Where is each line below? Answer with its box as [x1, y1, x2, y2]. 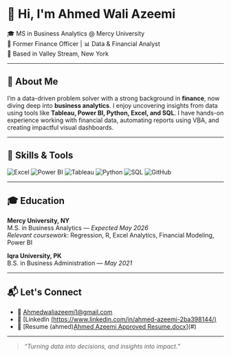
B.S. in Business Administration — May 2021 [7, 259, 133, 267]
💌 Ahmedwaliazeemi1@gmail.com [16, 308, 113, 316]
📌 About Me [7, 76, 58, 88]
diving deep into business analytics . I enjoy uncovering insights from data [7, 101, 218, 109]
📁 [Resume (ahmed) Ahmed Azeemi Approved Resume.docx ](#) [16, 323, 197, 331]
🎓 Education [7, 195, 65, 207]
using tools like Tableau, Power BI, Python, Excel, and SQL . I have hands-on [7, 108, 224, 117]
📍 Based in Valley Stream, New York [7, 49, 109, 58]
